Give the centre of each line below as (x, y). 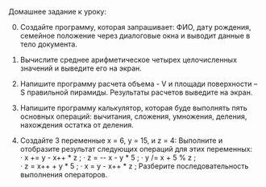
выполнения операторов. (64, 175)
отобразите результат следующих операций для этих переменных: (136, 149)
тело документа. (49, 44)
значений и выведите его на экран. (81, 68)
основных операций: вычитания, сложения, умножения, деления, (133, 116)
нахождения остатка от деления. (77, 125)
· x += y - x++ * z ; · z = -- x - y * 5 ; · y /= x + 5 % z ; (108, 157)
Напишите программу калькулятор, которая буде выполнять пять (133, 108)
